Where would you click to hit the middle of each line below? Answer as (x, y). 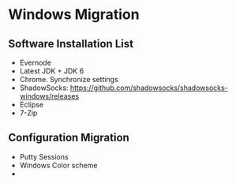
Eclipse (32, 105)
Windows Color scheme (58, 165)
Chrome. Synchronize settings (69, 79)
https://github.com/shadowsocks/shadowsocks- (149, 88)
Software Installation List (71, 44)
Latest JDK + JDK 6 (52, 71)
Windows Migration (74, 15)
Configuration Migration (69, 138)
